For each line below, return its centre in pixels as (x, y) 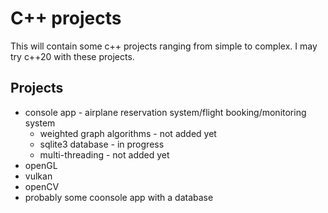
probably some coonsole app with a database (119, 197)
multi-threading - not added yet (104, 154)
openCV (42, 186)
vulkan (38, 176)
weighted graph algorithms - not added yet (128, 133)
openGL (41, 165)
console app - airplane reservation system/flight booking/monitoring (165, 112)
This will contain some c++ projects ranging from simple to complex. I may (164, 46)
